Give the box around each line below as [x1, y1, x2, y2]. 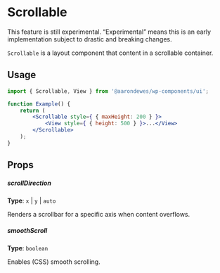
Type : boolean [7, 244, 48, 253]
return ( [20, 107, 46, 114]
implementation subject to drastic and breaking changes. [7, 34, 172, 43]
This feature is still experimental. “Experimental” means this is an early [7, 27, 212, 36]
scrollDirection [7, 179, 51, 187]
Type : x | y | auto [7, 196, 56, 205]
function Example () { [7, 100, 71, 108]
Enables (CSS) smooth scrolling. [7, 258, 101, 266]
